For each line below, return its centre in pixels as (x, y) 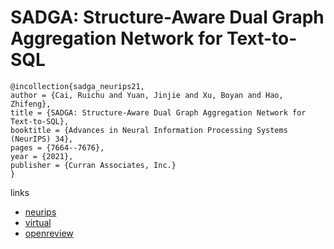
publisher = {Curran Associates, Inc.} (93, 165)
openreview (49, 233)
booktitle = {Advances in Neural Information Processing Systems (149, 130)
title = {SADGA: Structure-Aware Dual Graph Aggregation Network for (158, 112)
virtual (38, 222)
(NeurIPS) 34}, (42, 139)
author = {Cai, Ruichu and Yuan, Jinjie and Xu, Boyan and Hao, (147, 95)
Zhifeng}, (31, 104)
